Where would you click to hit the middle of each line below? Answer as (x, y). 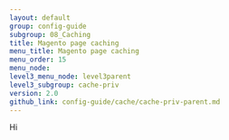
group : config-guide (48, 26)
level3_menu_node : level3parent (70, 77)
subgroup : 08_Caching (50, 34)
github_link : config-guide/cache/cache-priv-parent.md (115, 102)
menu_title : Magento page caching (75, 51)
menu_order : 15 (38, 60)
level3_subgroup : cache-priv (64, 85)
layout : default (40, 18)
